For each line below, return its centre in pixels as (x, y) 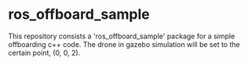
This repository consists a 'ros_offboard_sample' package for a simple (122, 36)
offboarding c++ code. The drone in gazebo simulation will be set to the (124, 44)
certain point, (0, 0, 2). (44, 52)
